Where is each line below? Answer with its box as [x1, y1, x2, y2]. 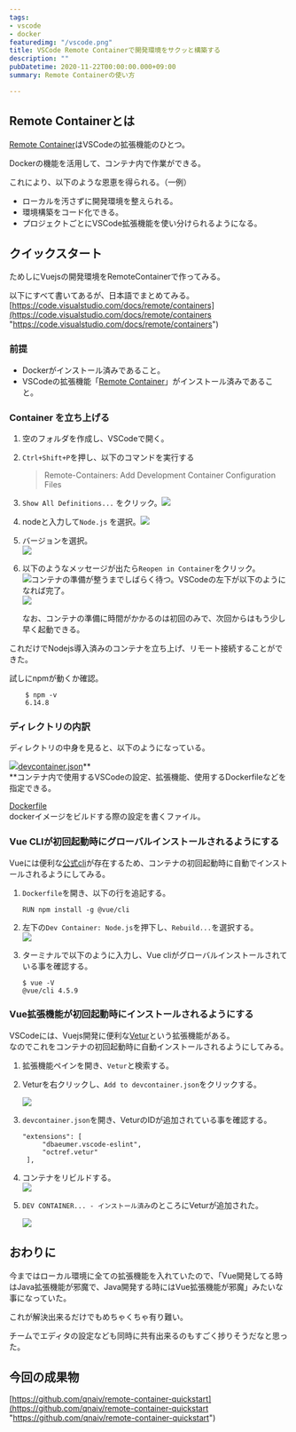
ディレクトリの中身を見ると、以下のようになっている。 [9, 742, 210, 753]
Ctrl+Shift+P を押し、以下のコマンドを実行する [21, 452, 195, 463]
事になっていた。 [9, 1293, 72, 1303]
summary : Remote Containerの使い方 [9, 71, 136, 80]
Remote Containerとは [9, 114, 136, 129]
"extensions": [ [21, 1132, 82, 1141]
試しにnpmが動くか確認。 [9, 672, 104, 684]
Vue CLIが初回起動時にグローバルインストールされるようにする [9, 835, 279, 848]
